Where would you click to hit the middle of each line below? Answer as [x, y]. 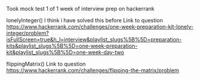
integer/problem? [28, 33]
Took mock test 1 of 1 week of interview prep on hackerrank [81, 9]
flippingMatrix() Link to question [46, 64]
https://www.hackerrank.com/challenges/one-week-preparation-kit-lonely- [100, 27]
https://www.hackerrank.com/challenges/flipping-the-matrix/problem [93, 70]
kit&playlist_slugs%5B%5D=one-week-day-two [65, 52]
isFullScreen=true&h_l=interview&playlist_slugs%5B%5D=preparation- [94, 39]
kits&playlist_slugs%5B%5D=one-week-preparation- [72, 46]
